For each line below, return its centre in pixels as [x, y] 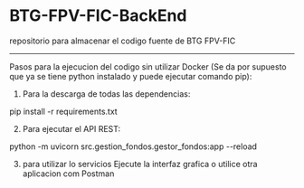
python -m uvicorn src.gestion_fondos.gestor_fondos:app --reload [133, 146]
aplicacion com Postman [68, 174]
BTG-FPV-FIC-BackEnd [98, 16]
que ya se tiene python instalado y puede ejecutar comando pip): [131, 76]
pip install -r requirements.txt [63, 111]
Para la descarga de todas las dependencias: [106, 94]
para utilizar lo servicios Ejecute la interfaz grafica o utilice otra [140, 164]
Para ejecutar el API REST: [71, 128]
